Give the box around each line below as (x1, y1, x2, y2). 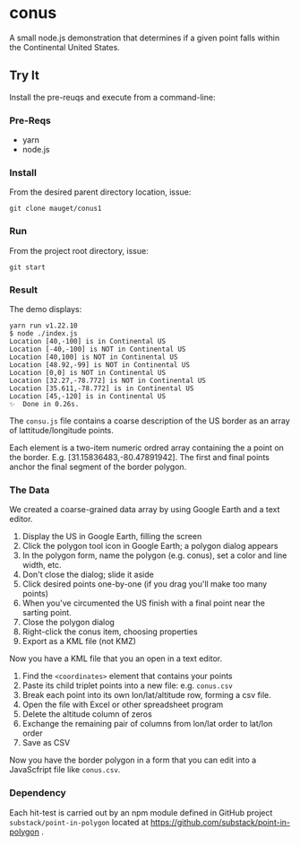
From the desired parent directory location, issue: (9, 187, 192, 197)
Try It (9, 68, 40, 83)
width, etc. (21, 560, 62, 571)
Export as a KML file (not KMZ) (21, 636, 137, 647)
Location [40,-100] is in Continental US (9, 336, 167, 345)
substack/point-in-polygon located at (9, 816, 150, 827)
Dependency (9, 787, 67, 799)
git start (9, 263, 47, 272)
